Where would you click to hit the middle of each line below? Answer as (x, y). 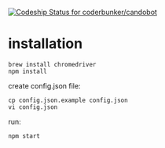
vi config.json (33, 107)
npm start (24, 136)
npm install (27, 71)
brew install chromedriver (52, 64)
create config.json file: (44, 85)
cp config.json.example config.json (68, 100)
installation (46, 44)
